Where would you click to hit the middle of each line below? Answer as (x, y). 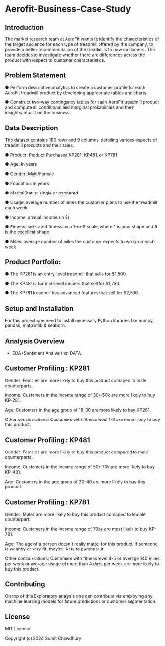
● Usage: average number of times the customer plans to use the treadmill (81, 202)
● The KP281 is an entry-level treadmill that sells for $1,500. (66, 274)
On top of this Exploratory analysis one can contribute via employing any (79, 596)
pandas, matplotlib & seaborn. (35, 325)
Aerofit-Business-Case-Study (68, 9)
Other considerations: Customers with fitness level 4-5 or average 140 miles (82, 558)
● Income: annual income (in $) (37, 217)
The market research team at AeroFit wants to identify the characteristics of (82, 39)
